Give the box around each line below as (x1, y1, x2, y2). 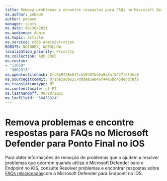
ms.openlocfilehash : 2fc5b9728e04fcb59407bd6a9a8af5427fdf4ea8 (5, 72, 139, 77)
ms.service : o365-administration (5, 40, 75, 45)
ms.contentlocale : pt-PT (5, 86, 57, 91)
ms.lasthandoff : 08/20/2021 (5, 91, 64, 96)
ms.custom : (5, 58, 28, 63)
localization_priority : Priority (5, 49, 75, 54)
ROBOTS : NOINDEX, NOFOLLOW (5, 44, 61, 49)
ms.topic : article (5, 35, 43, 40)
